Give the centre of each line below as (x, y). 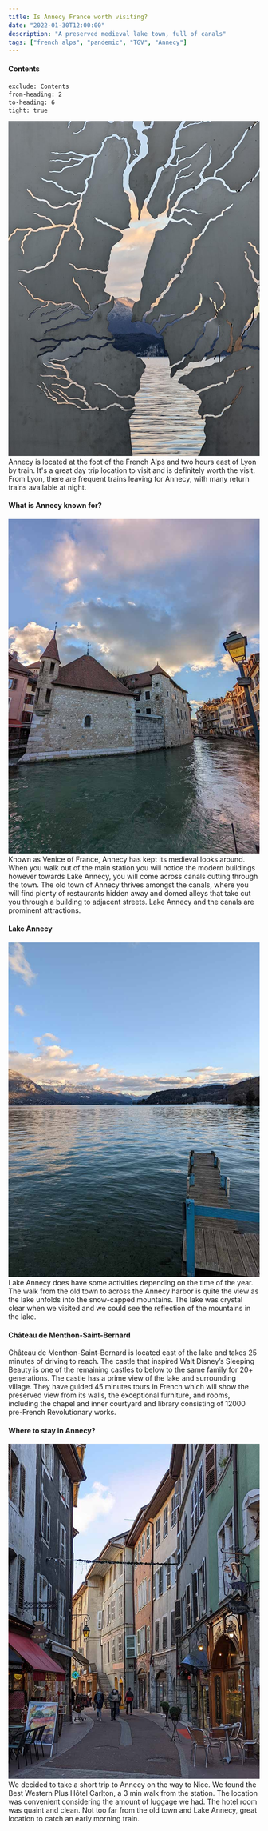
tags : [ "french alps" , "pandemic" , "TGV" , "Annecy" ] (98, 42)
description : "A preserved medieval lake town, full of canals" (117, 34)
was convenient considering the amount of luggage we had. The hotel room (133, 1801)
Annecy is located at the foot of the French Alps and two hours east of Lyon (132, 462)
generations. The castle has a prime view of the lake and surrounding (122, 1378)
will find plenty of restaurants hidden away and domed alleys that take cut (130, 894)
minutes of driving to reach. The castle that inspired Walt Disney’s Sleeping (132, 1361)
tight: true (28, 111)
